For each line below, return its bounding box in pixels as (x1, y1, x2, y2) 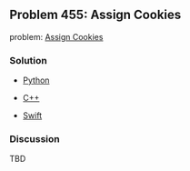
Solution (9, 54, 48, 66)
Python (22, 75, 50, 85)
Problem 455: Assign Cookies (9, 7, 182, 23)
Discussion (9, 133, 61, 146)
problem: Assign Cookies (9, 31, 104, 42)
